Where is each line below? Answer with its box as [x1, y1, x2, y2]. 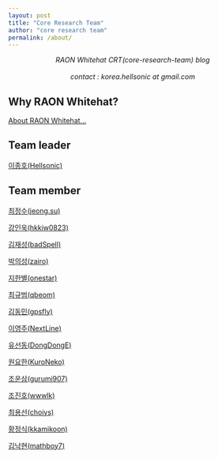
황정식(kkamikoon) [8, 424, 69, 434]
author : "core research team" [8, 26, 108, 34]
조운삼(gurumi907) [8, 374, 69, 383]
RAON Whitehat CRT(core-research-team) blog [54, 55, 211, 65]
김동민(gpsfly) [8, 306, 53, 316]
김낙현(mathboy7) [8, 441, 66, 450]
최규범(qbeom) [8, 290, 55, 299]
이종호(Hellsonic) [8, 160, 63, 170]
